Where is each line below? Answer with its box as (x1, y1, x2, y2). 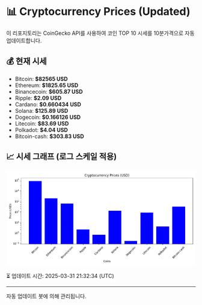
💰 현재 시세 (6, 56, 47, 67)
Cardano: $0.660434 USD (14, 100, 81, 108)
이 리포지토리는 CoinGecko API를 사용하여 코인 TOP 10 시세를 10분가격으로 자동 (6, 29, 195, 37)
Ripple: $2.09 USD (14, 94, 62, 101)
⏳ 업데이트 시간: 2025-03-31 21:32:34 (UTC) (6, 272, 114, 279)
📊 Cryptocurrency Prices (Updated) (6, 5, 191, 19)
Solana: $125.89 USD (14, 107, 69, 114)
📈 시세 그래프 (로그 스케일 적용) (6, 151, 117, 162)
